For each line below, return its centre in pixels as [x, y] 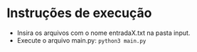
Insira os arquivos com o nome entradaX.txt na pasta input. [103, 33]
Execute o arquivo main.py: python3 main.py [81, 40]
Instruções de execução [79, 13]
